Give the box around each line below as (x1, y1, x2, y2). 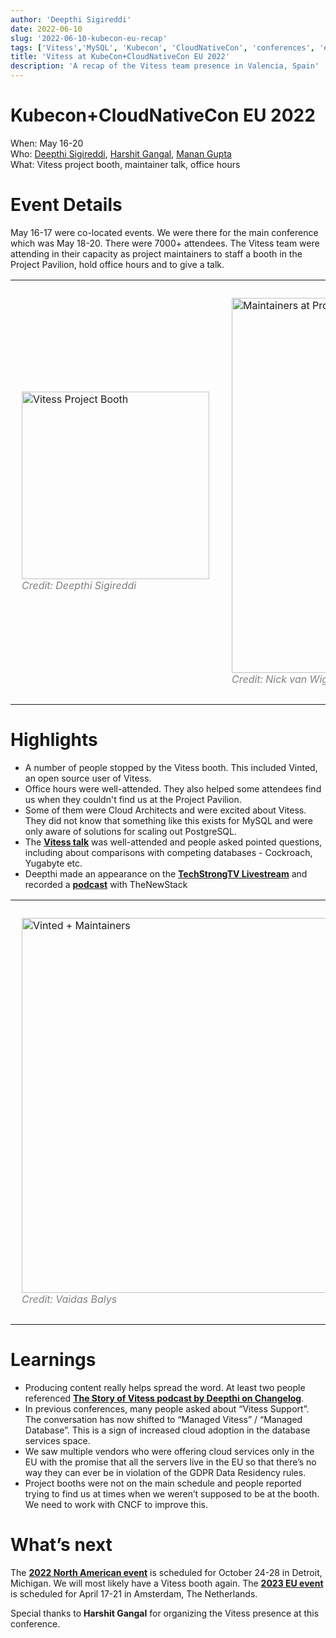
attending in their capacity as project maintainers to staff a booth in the (10, 247, 303, 260)
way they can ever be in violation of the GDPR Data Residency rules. (24, 1466, 307, 1478)
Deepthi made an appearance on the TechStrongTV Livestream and (24, 867, 308, 880)
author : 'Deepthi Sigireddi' (10, 14, 132, 25)
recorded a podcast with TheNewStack (24, 878, 188, 890)
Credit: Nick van (231, 672, 308, 686)
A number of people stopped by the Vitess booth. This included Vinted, (24, 761, 318, 773)
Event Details (10, 194, 123, 216)
